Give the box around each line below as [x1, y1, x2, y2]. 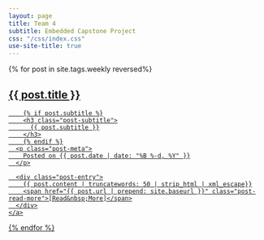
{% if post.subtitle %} [23, 109, 104, 118]
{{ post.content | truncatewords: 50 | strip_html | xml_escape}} [23, 180, 253, 188]
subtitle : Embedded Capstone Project [8, 27, 136, 35]
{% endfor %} [8, 222, 55, 232]
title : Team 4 [8, 19, 57, 28]
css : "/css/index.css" [8, 34, 85, 43]
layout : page [8, 11, 53, 20]
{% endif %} [23, 137, 63, 146]
